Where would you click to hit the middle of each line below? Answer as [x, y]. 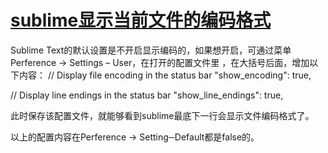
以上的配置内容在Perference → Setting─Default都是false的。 [135, 137]
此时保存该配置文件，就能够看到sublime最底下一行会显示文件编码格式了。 [162, 115]
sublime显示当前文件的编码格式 [141, 20]
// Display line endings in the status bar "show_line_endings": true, [147, 95]
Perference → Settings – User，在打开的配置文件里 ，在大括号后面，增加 [160, 62]
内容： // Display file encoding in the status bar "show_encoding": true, [165, 75]
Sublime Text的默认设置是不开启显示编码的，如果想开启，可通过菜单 [151, 50]
